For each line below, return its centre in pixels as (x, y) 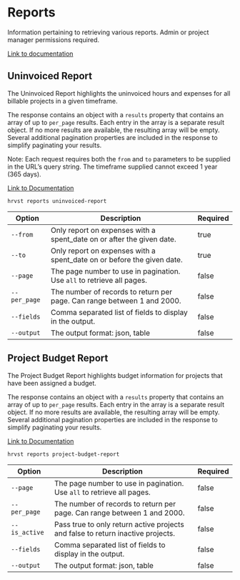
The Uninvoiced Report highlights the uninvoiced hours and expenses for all (119, 93)
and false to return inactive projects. (115, 533)
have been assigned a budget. (52, 383)
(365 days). (24, 174)
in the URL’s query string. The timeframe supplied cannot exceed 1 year (112, 166)
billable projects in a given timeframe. (62, 101)
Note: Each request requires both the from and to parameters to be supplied (119, 159)
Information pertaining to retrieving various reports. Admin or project (108, 32)
